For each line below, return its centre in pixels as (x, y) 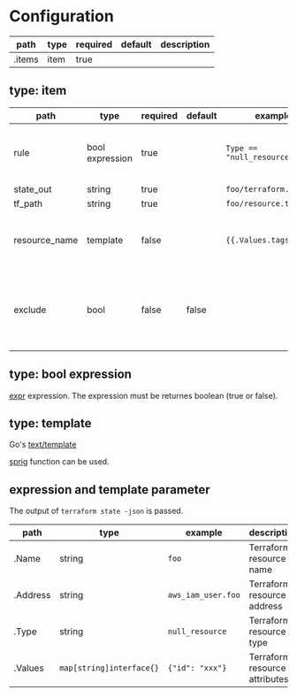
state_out (33, 189)
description (185, 44)
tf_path (28, 203)
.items (27, 59)
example (204, 532)
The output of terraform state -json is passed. (96, 511)
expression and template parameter (110, 490)
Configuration (62, 16)
